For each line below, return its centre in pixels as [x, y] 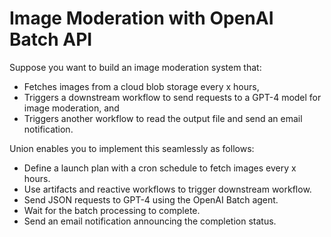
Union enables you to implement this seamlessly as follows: [132, 148]
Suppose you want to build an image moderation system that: [135, 67]
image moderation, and [71, 108]
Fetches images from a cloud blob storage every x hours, [141, 86]
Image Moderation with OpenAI [141, 18]
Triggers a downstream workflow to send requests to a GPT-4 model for [172, 97]
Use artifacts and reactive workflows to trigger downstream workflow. [167, 189]
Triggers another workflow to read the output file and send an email [163, 118]
